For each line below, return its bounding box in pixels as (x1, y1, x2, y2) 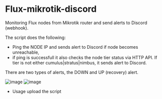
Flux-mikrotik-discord (5, 3, 97, 15)
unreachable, (12, 49, 40, 55)
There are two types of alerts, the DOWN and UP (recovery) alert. (5, 69, 139, 75)
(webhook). (5, 25, 29, 31)
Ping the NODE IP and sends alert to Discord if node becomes (12, 44, 138, 50)
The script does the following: (5, 34, 66, 40)
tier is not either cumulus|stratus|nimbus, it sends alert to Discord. (12, 60, 147, 66)
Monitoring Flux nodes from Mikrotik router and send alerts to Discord (5, 20, 147, 26)
